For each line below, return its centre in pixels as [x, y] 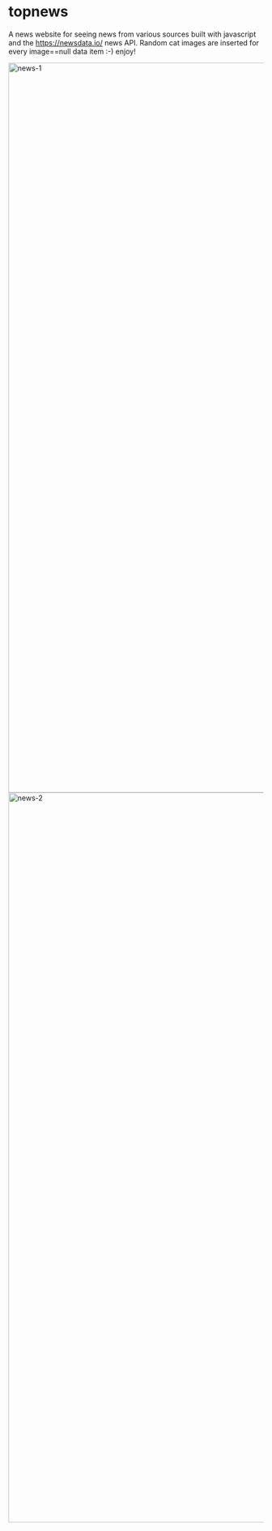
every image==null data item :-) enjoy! [72, 51]
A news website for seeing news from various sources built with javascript [132, 34]
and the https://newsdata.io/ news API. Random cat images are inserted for [134, 42]
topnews [38, 12]
